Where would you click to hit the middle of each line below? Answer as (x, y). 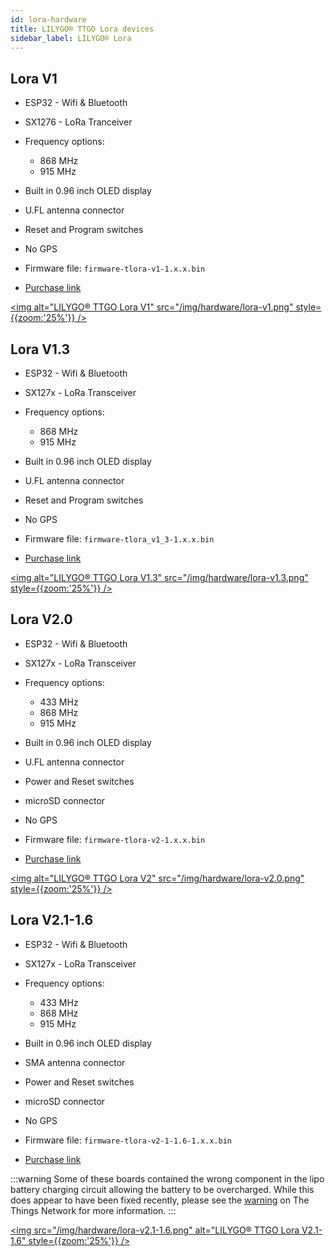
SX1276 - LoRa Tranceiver (78, 122)
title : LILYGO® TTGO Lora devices (82, 29)
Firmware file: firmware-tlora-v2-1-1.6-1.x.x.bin (128, 1140)
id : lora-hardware (48, 19)
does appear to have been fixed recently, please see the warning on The (160, 1200)
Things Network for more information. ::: (93, 1210)
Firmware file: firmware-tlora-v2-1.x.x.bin (115, 839)
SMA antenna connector (75, 1062)
